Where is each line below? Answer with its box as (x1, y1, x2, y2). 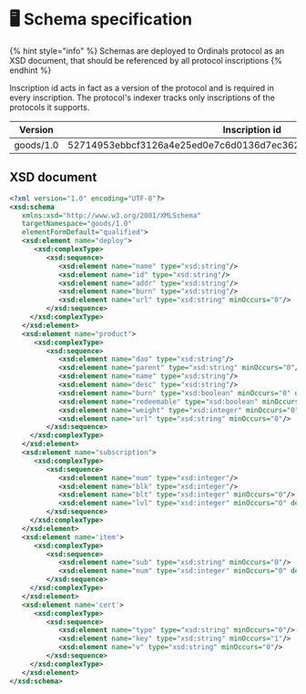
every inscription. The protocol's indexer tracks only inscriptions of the (9, 92, 275, 103)
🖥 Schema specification (9, 9, 193, 30)
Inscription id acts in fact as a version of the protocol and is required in (9, 82, 275, 93)
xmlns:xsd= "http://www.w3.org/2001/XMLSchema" (21, 210, 202, 220)
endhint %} (9, 65, 52, 76)
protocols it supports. (9, 101, 90, 112)
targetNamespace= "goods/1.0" (21, 219, 132, 229)
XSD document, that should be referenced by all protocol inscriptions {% (9, 55, 282, 66)
